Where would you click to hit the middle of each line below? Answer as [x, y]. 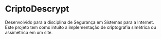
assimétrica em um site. [29, 32]
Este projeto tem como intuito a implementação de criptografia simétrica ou [81, 27]
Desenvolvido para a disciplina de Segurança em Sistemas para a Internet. [80, 22]
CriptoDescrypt [37, 9]
